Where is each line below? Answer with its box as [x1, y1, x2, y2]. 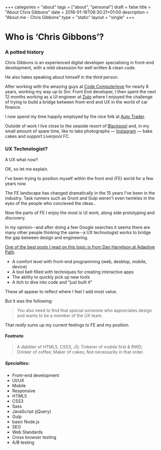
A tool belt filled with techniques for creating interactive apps [12, 269, 134, 275]
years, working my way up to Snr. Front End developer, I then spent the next [5, 89, 156, 95]
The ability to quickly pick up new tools [12, 274, 90, 280]
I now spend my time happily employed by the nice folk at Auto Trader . [5, 114, 146, 119]
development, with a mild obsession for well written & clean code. [5, 65, 136, 71]
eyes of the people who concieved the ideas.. [5, 200, 96, 206]
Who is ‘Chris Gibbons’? [5, 32, 104, 43]
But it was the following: [5, 298, 53, 304]
